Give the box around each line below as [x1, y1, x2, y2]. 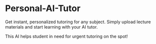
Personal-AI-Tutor [5, 3, 81, 14]
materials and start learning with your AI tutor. [5, 24, 98, 29]
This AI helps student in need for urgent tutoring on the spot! [5, 33, 128, 39]
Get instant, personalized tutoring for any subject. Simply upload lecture [5, 19, 151, 25]
